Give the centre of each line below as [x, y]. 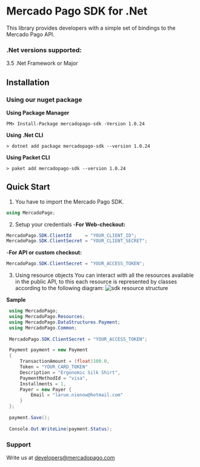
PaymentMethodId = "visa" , [54, 378]
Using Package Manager [38, 113]
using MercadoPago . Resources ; [47, 317]
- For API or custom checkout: [44, 253]
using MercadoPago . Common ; [43, 328]
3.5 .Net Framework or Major [42, 63]
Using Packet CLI [28, 157]
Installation [28, 82]
